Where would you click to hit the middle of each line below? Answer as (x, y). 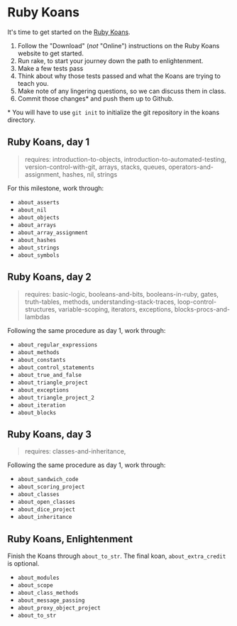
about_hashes (37, 240)
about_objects (38, 217)
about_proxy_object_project (59, 608)
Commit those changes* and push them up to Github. (95, 98)
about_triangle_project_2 (56, 397)
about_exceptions (43, 390)
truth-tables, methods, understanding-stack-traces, (100, 302)
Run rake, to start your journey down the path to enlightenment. (110, 60)
